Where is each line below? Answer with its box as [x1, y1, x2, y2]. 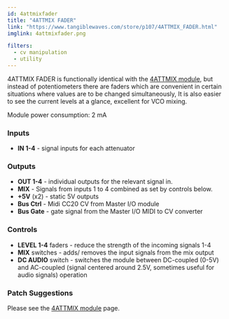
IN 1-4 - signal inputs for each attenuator [17, 144, 135, 153]
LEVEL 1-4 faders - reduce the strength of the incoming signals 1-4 [17, 240, 211, 249]
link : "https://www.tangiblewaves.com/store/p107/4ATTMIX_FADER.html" [7, 23, 218, 30]
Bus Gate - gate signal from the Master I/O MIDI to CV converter [17, 208, 203, 216]
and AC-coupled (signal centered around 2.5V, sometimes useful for [17, 263, 215, 271]
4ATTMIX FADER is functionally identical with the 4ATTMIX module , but [7, 74, 214, 83]
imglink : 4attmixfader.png [7, 29, 86, 37]
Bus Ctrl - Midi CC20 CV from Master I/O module [17, 200, 160, 208]
